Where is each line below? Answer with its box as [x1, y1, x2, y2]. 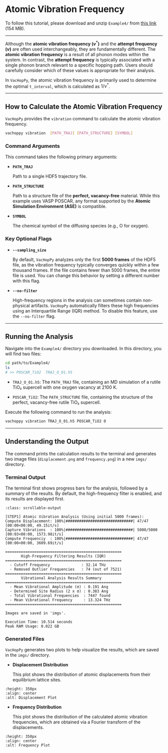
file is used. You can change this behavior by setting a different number [12, 272, 160, 279]
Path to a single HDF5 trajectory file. [12, 173, 87, 179]
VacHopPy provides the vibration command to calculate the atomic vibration [5, 116, 161, 122]
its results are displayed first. [5, 495, 65, 501]
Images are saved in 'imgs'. [5, 610, 66, 616]
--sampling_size [12, 247, 46, 253]
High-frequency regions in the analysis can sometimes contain [12, 297, 142, 303]
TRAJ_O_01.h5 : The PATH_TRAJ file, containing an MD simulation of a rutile [12, 379, 161, 385]
